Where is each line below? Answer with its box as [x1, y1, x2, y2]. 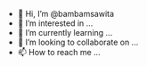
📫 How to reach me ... [17, 47, 101, 57]
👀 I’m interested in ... [17, 18, 94, 29]
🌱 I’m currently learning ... [17, 28, 113, 37]
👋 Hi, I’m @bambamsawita [17, 9, 114, 19]
